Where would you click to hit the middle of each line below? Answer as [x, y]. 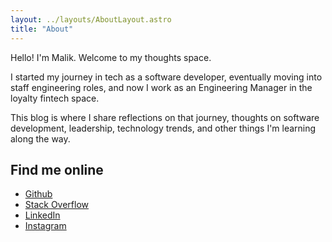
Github [38, 194]
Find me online [57, 169]
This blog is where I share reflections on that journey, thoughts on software [165, 117]
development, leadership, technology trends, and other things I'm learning [163, 128]
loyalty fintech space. [55, 98]
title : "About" [42, 29]
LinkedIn [42, 215]
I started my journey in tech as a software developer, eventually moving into [166, 77]
